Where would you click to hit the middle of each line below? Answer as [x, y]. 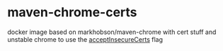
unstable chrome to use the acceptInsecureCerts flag [85, 39]
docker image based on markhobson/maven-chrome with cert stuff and [112, 32]
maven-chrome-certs [72, 12]
